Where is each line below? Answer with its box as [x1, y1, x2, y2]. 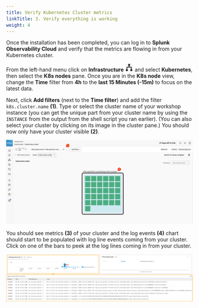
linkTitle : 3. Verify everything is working [6, 15, 118, 22]
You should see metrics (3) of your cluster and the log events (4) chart [6, 229, 179, 237]
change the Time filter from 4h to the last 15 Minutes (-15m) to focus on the [6, 79, 192, 86]
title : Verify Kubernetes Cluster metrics [6, 9, 113, 15]
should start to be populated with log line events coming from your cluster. [6, 236, 188, 243]
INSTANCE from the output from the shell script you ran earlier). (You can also [6, 116, 192, 123]
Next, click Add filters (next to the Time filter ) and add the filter [6, 97, 162, 104]
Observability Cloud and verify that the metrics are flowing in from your [6, 45, 182, 53]
